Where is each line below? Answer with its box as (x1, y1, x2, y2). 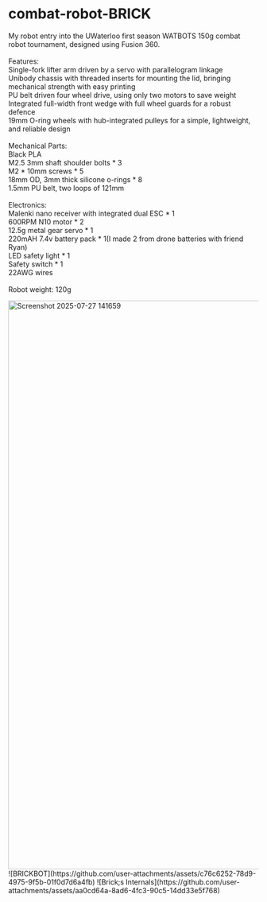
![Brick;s (96, 877, 125, 887)
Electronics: (8, 200, 48, 209)
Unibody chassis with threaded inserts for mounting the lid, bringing (8, 73, 231, 83)
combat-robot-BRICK (8, 5, 152, 23)
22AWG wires (8, 267, 53, 277)
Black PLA (8, 149, 42, 159)
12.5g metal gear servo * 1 (8, 225, 94, 235)
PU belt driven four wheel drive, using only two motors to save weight (8, 90, 237, 99)
